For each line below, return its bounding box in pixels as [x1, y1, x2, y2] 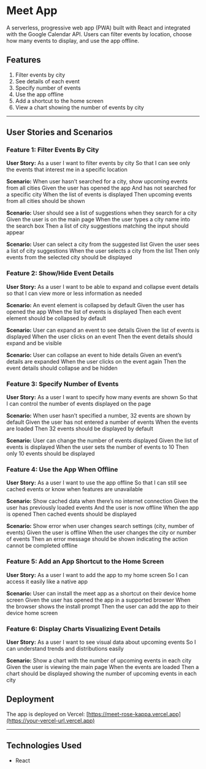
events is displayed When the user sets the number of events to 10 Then [6, 443, 189, 451]
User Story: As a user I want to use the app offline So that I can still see [6, 479, 187, 486]
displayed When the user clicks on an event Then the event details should [6, 332, 193, 340]
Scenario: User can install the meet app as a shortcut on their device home [6, 589, 196, 597]
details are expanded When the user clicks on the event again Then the [6, 358, 186, 365]
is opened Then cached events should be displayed [6, 510, 137, 518]
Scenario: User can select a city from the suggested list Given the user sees [6, 240, 200, 248]
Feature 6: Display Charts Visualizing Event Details [6, 624, 161, 633]
